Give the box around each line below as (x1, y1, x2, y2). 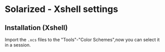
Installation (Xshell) (5, 23, 68, 32)
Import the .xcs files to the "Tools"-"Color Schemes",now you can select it (5, 36, 160, 42)
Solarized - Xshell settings (5, 3, 118, 15)
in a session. (5, 42, 31, 48)
